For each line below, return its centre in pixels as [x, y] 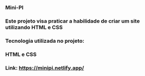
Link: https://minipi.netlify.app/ [45, 68]
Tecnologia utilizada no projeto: [45, 41]
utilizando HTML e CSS [34, 27]
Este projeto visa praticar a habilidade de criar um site [72, 21]
